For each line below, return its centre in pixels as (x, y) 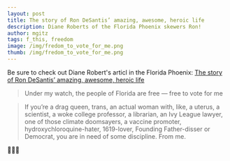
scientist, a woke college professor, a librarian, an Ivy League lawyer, (123, 114)
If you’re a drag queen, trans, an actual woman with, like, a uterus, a (122, 107)
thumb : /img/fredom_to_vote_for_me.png (65, 53)
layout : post (26, 14)
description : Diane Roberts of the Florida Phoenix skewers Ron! (104, 26)
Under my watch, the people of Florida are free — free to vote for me (124, 93)
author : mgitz (28, 33)
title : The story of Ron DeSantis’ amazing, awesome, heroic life (106, 20)
